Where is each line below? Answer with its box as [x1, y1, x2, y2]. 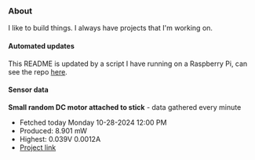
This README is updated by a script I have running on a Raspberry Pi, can [8, 59, 248, 68]
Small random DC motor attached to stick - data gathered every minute [8, 102, 242, 111]
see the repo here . [8, 67, 68, 76]
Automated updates [8, 41, 75, 50]
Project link [19, 143, 56, 152]
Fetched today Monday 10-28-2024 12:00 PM [19, 118, 167, 127]
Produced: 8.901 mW [19, 125, 88, 135]
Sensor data [8, 85, 49, 95]
